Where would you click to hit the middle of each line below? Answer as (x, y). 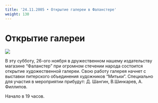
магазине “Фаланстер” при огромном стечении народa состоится (74, 66)
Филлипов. (16, 87)
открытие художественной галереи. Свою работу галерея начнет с (76, 71)
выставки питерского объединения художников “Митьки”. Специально (79, 77)
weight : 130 (17, 14)
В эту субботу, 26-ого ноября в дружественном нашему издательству (79, 61)
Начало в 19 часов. (25, 96)
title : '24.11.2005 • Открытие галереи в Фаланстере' (61, 10)
